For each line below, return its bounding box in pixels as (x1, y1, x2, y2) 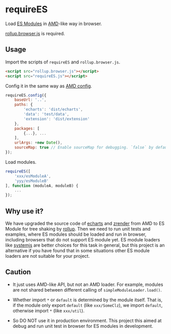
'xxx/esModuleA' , (14, 173, 51, 179)
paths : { (14, 102, 33, 107)
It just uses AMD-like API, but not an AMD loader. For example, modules (12, 281, 163, 287)
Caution (5, 268, 32, 277)
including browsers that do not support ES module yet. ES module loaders (5, 236, 160, 242)
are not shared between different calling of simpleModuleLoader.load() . (12, 286, 162, 293)
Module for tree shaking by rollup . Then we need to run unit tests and (5, 226, 151, 232)
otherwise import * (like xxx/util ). (12, 307, 85, 314)
